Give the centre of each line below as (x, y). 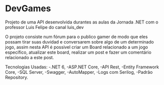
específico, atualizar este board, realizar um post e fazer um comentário (78, 52)
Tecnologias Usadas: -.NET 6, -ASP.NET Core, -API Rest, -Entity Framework (82, 67)
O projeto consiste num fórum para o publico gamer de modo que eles (76, 37)
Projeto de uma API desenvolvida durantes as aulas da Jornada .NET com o (82, 22)
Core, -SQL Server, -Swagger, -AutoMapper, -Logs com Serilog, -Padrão (79, 72)
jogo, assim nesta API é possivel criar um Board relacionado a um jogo (77, 47)
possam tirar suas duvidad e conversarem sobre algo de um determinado (80, 42)
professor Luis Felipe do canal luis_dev (45, 27)
